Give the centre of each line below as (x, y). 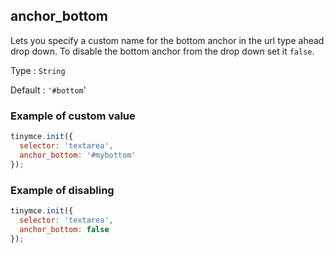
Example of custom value (73, 116)
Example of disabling (62, 190)
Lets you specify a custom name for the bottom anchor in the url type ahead (167, 40)
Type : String (38, 70)
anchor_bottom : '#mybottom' (78, 155)
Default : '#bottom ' (48, 90)
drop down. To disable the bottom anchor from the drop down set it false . (162, 51)
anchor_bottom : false (64, 229)
